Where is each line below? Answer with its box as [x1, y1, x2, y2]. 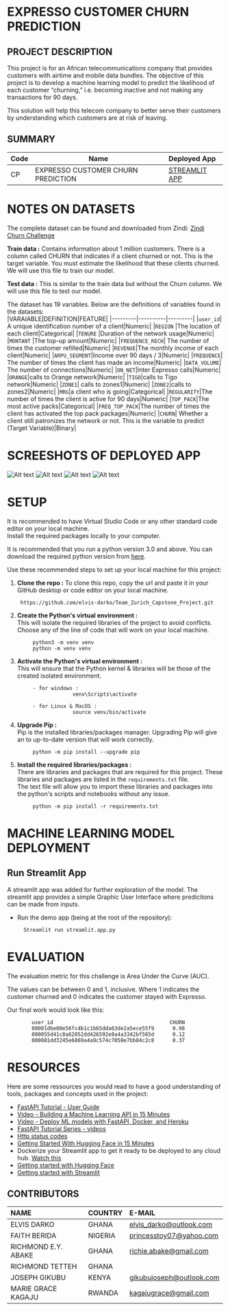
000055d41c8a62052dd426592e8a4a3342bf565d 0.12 [31, 1031, 186, 1038]
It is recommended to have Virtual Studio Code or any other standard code [7, 517, 218, 525]
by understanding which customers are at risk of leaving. [7, 114, 168, 122]
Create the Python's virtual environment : [16, 611, 138, 620]
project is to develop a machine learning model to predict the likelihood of [7, 79, 215, 86]
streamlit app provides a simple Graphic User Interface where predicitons [7, 893, 214, 901]
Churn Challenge [7, 231, 55, 240]
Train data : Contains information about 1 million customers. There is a [7, 244, 205, 253]
